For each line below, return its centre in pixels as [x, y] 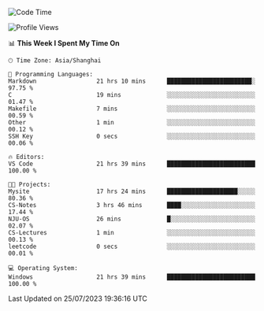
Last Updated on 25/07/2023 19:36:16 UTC [78, 298]
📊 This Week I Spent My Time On [64, 43]
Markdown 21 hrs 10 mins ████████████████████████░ [132, 81]
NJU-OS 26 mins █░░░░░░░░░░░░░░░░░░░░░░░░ [132, 219]
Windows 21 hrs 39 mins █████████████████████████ [132, 277]
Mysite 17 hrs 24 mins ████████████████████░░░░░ [132, 191]
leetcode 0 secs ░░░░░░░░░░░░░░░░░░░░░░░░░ [132, 246]
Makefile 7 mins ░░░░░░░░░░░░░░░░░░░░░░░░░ [132, 109]
